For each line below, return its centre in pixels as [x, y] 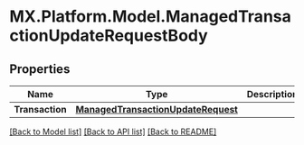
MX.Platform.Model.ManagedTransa [150, 17]
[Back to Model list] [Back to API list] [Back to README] [113, 131]
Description [272, 94]
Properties [40, 69]
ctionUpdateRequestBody [109, 36]
